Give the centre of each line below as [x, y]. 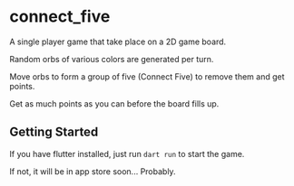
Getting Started [54, 132]
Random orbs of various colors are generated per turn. [112, 59]
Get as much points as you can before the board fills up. [114, 103]
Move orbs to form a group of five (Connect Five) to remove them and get [147, 76]
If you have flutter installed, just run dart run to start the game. [127, 153]
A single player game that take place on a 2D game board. [118, 42]
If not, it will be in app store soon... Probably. [93, 171]
